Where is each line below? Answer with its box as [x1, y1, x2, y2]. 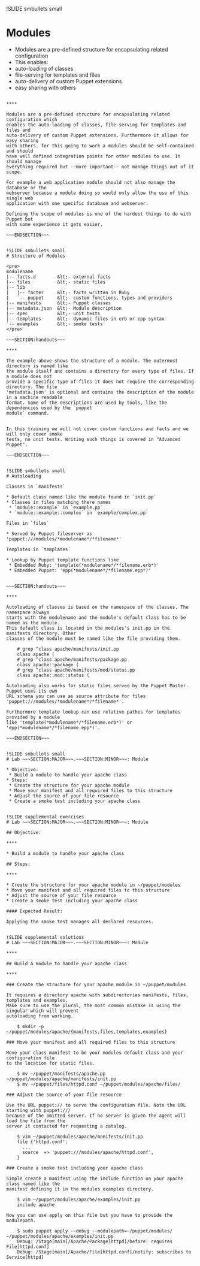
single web [6, 195, 34, 201]
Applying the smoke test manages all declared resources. [6, 918, 154, 924]
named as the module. [6, 620, 60, 626]
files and [6, 127, 31, 133]
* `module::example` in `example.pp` [8, 504, 103, 510]
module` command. [6, 410, 50, 416]
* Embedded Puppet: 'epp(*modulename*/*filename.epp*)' [8, 567, 151, 573]
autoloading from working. [6, 1013, 74, 1019]
